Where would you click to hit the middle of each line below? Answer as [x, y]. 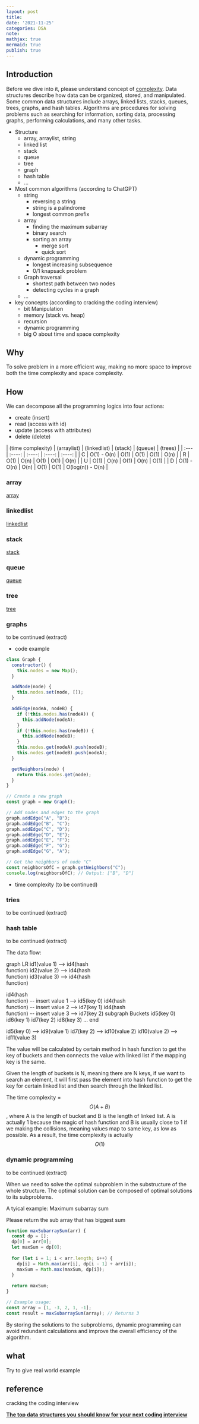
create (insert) [32, 418]
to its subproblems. [30, 1197]
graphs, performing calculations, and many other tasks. [74, 120]
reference [25, 1389]
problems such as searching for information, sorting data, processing [91, 114]
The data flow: [24, 953]
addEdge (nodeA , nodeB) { [42, 709]
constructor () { [31, 665]
